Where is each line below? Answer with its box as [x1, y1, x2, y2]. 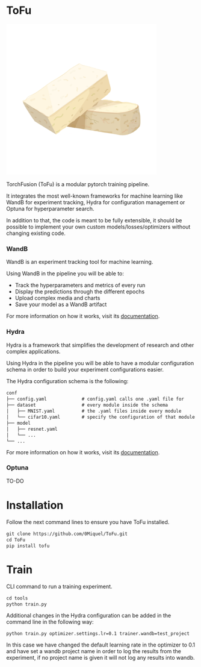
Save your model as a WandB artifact [14, 301, 107, 308]
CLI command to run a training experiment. [6, 583, 113, 590]
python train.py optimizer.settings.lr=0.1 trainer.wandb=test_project [6, 630, 190, 636]
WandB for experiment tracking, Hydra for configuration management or [6, 198, 185, 205]
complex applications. [6, 348, 61, 355]
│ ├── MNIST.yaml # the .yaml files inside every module [6, 408, 182, 414]
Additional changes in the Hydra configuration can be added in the [6, 612, 172, 619]
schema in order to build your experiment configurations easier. [6, 366, 164, 373]
